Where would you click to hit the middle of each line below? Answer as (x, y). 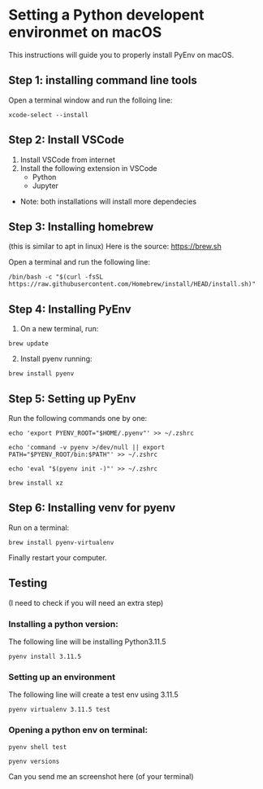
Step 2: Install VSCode (66, 140)
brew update (28, 344)
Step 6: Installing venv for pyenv (92, 508)
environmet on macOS (85, 32)
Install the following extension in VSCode (88, 168)
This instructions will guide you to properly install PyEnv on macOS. (121, 55)
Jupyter (45, 186)
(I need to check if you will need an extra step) (86, 603)
